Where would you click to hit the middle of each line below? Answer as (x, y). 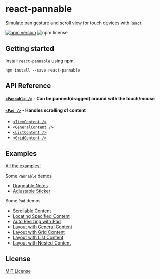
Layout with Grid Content (38, 232)
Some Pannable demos (29, 176)
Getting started (30, 49)
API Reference (28, 86)
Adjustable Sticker (32, 191)
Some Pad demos (23, 200)
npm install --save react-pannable (43, 70)
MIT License (18, 271)
